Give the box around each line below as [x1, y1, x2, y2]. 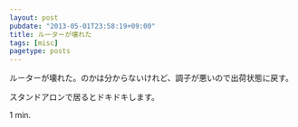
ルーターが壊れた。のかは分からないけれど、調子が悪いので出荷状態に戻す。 [9, 73, 294, 84]
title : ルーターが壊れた [9, 30, 92, 39]
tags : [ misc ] [9, 38, 59, 48]
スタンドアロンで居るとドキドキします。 [9, 92, 160, 103]
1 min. [9, 110, 32, 121]
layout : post [9, 13, 59, 23]
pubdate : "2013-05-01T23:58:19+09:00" [9, 22, 156, 31]
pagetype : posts [9, 47, 71, 56]
